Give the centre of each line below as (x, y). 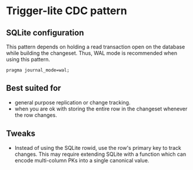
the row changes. (36, 115)
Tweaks (21, 134)
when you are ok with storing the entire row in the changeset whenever (101, 109)
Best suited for (34, 88)
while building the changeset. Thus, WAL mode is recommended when (92, 53)
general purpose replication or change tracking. (72, 102)
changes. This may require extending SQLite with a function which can (100, 154)
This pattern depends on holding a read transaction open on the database (96, 47)
